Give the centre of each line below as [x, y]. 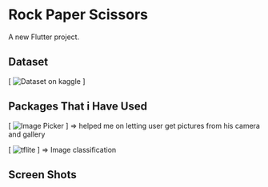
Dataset [28, 62]
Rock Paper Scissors [78, 15]
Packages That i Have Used [78, 107]
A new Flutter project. [44, 37]
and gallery [27, 134]
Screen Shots [43, 175]
